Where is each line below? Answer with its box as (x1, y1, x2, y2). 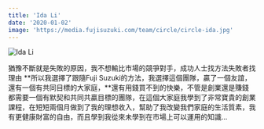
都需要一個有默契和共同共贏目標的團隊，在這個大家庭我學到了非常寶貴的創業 (8, 93, 256, 102)
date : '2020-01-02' (8, 19, 72, 27)
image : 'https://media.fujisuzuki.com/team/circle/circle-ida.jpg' (8, 26, 234, 34)
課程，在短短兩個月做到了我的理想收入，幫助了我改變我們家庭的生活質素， (8, 102, 249, 112)
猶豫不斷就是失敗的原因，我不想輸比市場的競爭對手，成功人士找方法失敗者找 (8, 63, 256, 73)
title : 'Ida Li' (8, 11, 61, 20)
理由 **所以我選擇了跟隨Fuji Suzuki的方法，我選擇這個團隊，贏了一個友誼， (8, 73, 252, 83)
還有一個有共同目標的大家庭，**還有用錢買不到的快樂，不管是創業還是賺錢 (8, 83, 250, 92)
